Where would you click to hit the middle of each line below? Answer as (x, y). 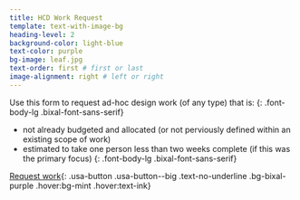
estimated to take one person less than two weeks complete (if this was (156, 148)
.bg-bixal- (267, 176)
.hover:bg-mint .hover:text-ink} (93, 186)
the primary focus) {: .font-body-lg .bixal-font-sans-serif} (130, 158)
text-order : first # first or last (77, 69)
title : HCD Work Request (56, 18)
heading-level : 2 (42, 34)
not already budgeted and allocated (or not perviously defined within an (157, 129)
